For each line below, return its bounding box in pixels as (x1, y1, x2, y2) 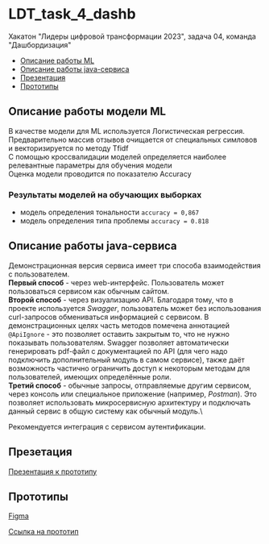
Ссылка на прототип (8, 527, 79, 537)
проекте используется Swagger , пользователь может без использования (8, 303, 262, 313)
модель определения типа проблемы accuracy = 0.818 (19, 216, 209, 226)
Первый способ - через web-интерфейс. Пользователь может (8, 277, 225, 287)
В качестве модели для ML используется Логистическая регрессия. (8, 126, 246, 135)
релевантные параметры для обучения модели (8, 160, 172, 170)
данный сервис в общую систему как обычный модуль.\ (8, 406, 203, 416)
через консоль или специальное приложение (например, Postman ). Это (8, 388, 258, 399)
